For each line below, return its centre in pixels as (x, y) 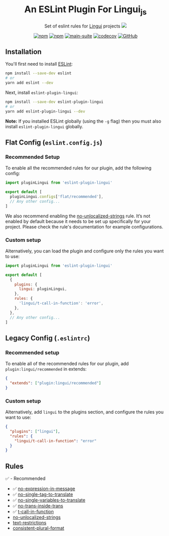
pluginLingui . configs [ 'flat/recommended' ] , (57, 197)
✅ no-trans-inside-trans (38, 506)
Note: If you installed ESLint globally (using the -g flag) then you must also (83, 121)
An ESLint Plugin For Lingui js (86, 10)
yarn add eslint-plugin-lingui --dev (45, 111)
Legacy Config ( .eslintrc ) (48, 338)
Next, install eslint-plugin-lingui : (42, 92)
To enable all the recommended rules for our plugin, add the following (78, 168)
